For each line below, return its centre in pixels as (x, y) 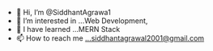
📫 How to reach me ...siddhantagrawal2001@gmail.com (110, 38)
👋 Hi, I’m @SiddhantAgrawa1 (63, 12)
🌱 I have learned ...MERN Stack (68, 29)
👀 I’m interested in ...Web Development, (82, 21)
